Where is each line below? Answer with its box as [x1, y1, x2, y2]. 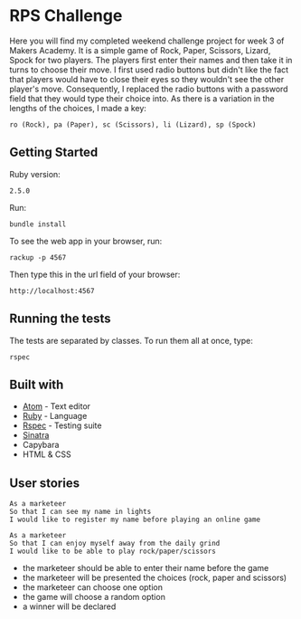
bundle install [9, 219, 67, 229]
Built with [9, 376, 64, 392]
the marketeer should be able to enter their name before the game [22, 563, 269, 574]
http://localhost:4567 [9, 286, 95, 295]
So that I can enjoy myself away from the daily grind [9, 539, 221, 548]
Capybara [22, 440, 60, 451]
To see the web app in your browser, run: [9, 235, 163, 246]
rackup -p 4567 [9, 252, 67, 262]
